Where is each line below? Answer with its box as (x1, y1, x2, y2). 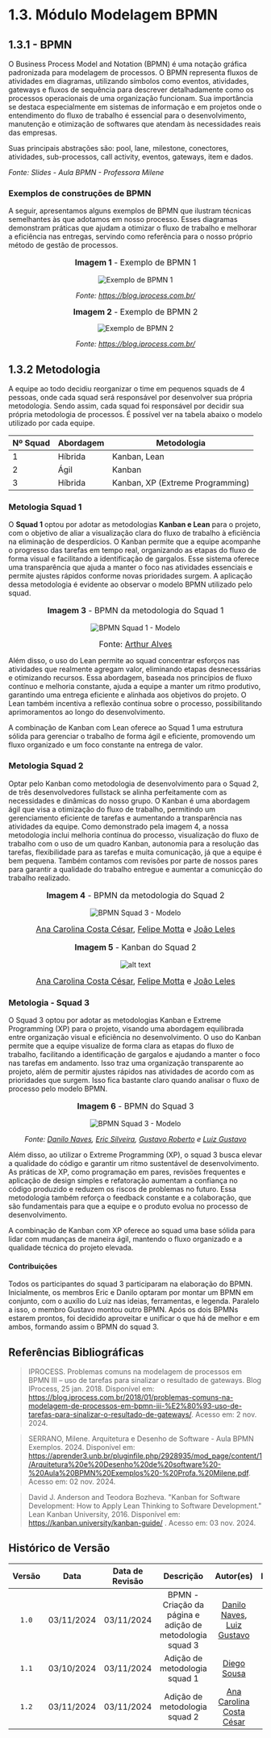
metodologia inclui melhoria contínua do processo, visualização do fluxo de (8, 829, 260, 840)
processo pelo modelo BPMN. (8, 1084, 108, 1093)
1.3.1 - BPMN (8, 38, 73, 52)
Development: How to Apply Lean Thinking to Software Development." (27, 1501, 262, 1510)
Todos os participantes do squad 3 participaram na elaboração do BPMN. (8, 1279, 253, 1289)
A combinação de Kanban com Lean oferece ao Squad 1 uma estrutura (8, 723, 244, 733)
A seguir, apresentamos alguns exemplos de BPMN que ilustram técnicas (8, 206, 252, 215)
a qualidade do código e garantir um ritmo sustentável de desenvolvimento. (8, 1159, 260, 1168)
